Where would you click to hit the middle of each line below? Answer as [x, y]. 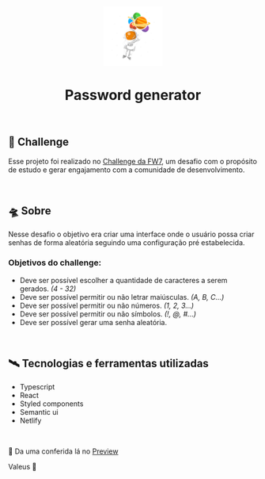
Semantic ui [39, 412]
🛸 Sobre [30, 211]
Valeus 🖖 [23, 466]
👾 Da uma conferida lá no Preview [63, 451]
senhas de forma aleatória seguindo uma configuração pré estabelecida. [127, 242]
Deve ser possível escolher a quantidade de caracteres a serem [123, 280]
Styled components [51, 404]
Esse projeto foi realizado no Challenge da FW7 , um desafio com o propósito [132, 161]
